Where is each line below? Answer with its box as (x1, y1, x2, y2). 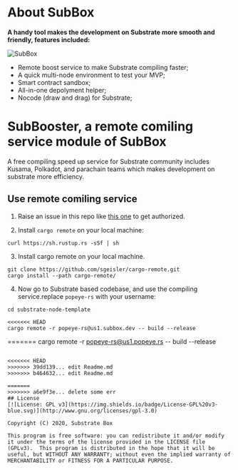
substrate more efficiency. (7, 172, 84, 180)
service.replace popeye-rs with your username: (17, 292, 156, 300)
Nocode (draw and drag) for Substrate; (17, 93, 133, 102)
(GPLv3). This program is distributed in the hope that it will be (7, 444, 215, 451)
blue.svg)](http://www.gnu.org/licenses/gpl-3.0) (7, 407, 158, 414)
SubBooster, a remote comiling (7, 118, 194, 135)
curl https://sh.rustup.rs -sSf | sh (7, 240, 120, 247)
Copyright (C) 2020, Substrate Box (7, 419, 113, 426)
